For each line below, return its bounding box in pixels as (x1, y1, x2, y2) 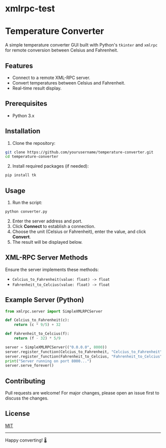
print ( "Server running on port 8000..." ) (5, 358, 92, 363)
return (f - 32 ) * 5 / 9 (14, 336, 61, 341)
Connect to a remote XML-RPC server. (12, 75, 90, 81)
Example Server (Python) (5, 296, 84, 304)
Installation (5, 127, 41, 135)
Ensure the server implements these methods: (5, 267, 99, 272)
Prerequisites (5, 99, 47, 108)
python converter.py (5, 209, 48, 214)
